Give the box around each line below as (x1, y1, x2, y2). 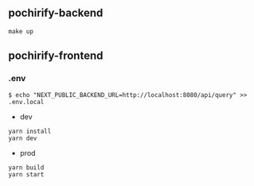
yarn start (8, 170, 45, 178)
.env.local (8, 98, 45, 106)
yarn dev (8, 134, 37, 142)
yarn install (8, 127, 52, 135)
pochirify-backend (8, 6, 104, 20)
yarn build (8, 163, 45, 172)
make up (8, 27, 34, 35)
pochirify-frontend (8, 49, 104, 63)
